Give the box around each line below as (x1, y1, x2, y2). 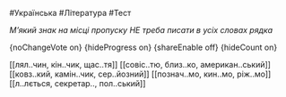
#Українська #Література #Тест (9, 8, 132, 18)
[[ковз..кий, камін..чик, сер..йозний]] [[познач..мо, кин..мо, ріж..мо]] (9, 69, 272, 79)
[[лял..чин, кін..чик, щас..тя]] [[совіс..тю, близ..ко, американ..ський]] (9, 60, 272, 69)
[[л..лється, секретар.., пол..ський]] (9, 78, 146, 88)
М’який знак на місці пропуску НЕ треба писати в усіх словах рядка (9, 25, 273, 35)
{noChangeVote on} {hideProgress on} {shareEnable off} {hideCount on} (9, 42, 278, 53)
